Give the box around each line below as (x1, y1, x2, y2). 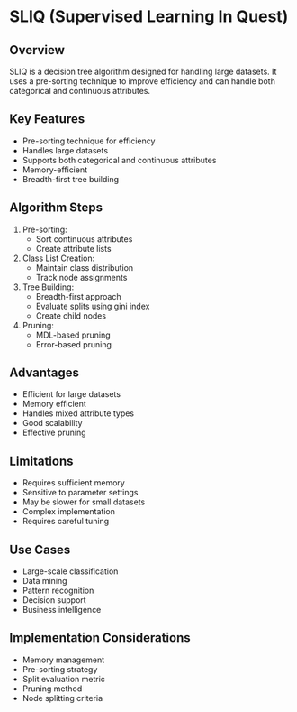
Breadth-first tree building (22, 173, 120, 184)
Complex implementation (22, 506, 115, 517)
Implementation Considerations (9, 630, 191, 646)
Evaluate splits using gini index (35, 301, 150, 311)
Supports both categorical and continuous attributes (22, 154, 217, 165)
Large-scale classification (22, 566, 119, 577)
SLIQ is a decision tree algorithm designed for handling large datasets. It (9, 66, 277, 77)
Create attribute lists (35, 243, 112, 254)
